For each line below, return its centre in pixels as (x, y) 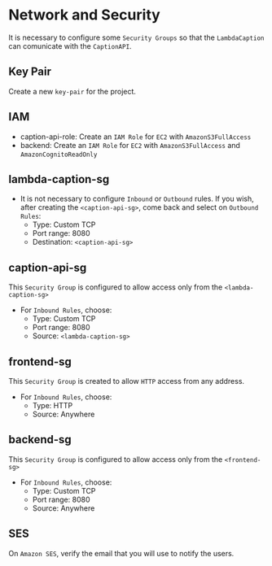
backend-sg (40, 440)
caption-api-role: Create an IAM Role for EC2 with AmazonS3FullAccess (136, 137)
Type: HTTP (53, 405)
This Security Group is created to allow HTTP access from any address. (127, 381)
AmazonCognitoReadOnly (59, 155)
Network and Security (84, 15)
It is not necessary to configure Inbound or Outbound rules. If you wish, (137, 199)
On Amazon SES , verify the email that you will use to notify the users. (121, 553)
